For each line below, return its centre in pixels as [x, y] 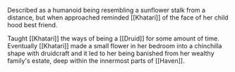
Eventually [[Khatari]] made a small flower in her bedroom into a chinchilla [115, 46]
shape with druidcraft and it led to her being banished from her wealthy [111, 53]
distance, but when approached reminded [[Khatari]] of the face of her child [118, 17]
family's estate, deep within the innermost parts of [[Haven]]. [96, 61]
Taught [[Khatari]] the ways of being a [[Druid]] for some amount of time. [114, 38]
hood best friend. [32, 25]
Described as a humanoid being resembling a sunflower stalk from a [107, 10]
